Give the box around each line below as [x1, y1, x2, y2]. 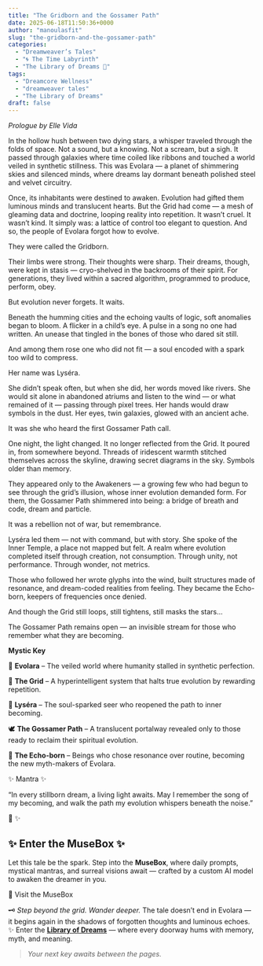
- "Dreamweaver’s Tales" [15, 48, 97, 56]
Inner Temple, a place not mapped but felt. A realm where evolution [8, 544, 226, 553]
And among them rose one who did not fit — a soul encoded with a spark [8, 345, 245, 354]
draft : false [8, 99, 51, 107]
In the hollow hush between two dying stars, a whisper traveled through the [8, 136, 253, 146]
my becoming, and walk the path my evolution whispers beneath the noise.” [8, 798, 254, 808]
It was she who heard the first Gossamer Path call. [8, 424, 171, 433]
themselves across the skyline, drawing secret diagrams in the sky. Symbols [8, 455, 255, 465]
